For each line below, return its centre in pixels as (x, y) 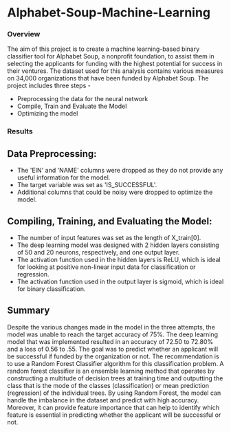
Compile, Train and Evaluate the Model (72, 106)
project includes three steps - (49, 86)
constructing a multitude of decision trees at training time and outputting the (115, 378)
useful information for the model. (64, 177)
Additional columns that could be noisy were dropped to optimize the (115, 192)
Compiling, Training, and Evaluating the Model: (110, 221)
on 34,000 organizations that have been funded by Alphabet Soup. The (108, 78)
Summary (29, 311)
